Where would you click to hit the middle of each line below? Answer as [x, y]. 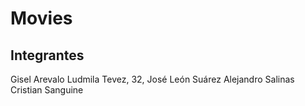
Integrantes [47, 55]
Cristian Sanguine [47, 90]
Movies [41, 18]
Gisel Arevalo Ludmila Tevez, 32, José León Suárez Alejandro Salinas [152, 79]
